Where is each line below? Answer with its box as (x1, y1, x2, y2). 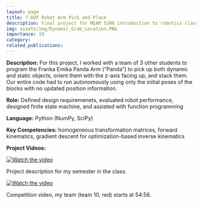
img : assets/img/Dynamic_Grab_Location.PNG (6, 25, 118, 32)
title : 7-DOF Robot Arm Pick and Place (6, 14, 107, 21)
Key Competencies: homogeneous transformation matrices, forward (6, 126, 178, 133)
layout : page (6, 8, 39, 15)
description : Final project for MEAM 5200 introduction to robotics (6, 20, 182, 26)
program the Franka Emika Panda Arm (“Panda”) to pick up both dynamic (6, 65, 188, 72)
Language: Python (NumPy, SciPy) (6, 114, 94, 121)
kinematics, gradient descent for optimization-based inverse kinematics (6, 132, 185, 139)
